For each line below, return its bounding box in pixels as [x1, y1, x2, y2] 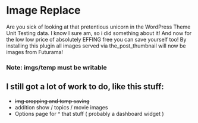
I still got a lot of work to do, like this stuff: [6, 81, 165, 92]
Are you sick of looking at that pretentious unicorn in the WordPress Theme [6, 23, 191, 30]
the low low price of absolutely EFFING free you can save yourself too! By [6, 36, 187, 43]
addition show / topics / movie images [14, 103, 108, 111]
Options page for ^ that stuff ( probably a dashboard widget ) [14, 110, 165, 117]
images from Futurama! [6, 48, 64, 55]
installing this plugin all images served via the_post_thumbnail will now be [6, 42, 186, 49]
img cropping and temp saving [14, 97, 90, 105]
